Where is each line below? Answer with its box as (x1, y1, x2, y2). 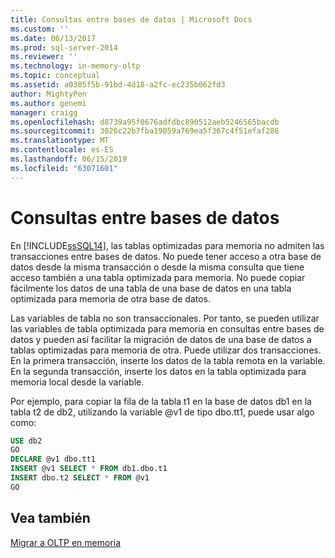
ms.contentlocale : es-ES (10, 145, 114, 155)
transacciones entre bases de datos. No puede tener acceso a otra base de (10, 250, 322, 262)
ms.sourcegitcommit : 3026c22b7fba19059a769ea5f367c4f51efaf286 (10, 126, 280, 136)
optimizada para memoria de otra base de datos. (10, 292, 212, 305)
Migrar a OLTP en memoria (10, 536, 122, 548)
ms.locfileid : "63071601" (10, 163, 118, 173)
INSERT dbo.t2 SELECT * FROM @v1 (10, 473, 150, 483)
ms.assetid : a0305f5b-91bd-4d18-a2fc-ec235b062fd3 (10, 80, 226, 90)
